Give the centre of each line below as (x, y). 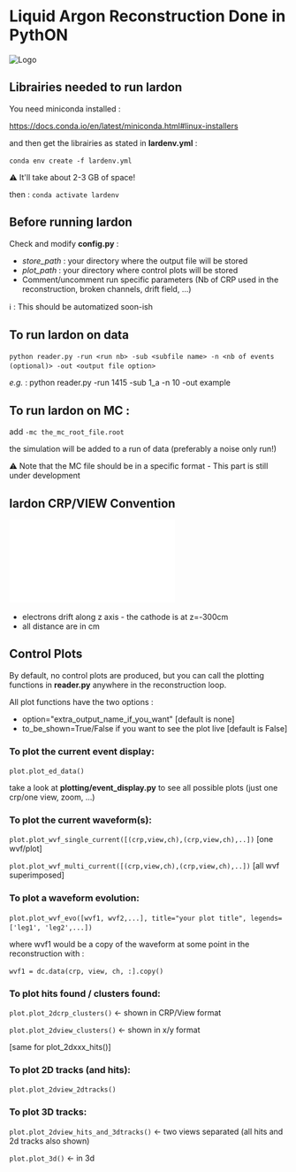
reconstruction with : (47, 954)
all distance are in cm (61, 626)
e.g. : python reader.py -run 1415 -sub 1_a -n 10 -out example (120, 383)
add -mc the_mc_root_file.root (67, 432)
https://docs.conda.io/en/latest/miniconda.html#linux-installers (124, 126)
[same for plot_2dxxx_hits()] (61, 1047)
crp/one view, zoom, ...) (52, 797)
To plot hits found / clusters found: (85, 993)
